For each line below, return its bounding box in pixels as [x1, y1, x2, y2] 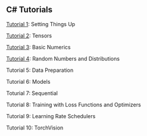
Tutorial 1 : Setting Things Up [6, 20, 76, 27]
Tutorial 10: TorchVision [6, 124, 64, 131]
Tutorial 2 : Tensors [6, 32, 52, 39]
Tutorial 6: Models [6, 78, 51, 85]
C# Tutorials [6, 5, 53, 15]
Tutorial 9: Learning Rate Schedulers [6, 112, 96, 119]
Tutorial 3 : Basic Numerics [6, 43, 71, 50]
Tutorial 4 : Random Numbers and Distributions [6, 55, 120, 62]
